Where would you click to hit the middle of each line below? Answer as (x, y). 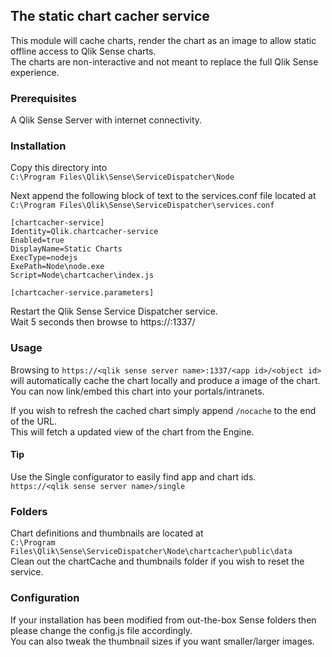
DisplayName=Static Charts (66, 249)
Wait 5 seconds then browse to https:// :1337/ (103, 322)
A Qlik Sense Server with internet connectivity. (106, 120)
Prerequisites (43, 98)
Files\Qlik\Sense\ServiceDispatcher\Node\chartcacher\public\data (151, 552)
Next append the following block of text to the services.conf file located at (163, 196)
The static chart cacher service (110, 16)
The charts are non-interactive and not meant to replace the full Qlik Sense (164, 61)
